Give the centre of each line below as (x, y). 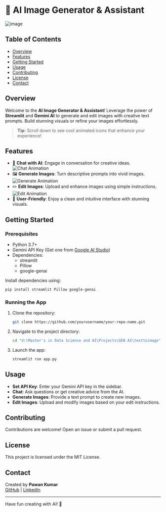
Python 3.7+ (25, 245)
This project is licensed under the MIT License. (53, 457)
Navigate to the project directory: (46, 331)
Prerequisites (21, 233)
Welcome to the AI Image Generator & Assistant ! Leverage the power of (79, 110)
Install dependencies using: (33, 280)
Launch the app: (29, 350)
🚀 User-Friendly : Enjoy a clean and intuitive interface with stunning (81, 199)
